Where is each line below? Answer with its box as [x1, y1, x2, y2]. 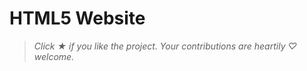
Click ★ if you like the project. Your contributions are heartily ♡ [33, 40, 297, 52]
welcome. [33, 50, 75, 62]
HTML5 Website [9, 7, 146, 30]
